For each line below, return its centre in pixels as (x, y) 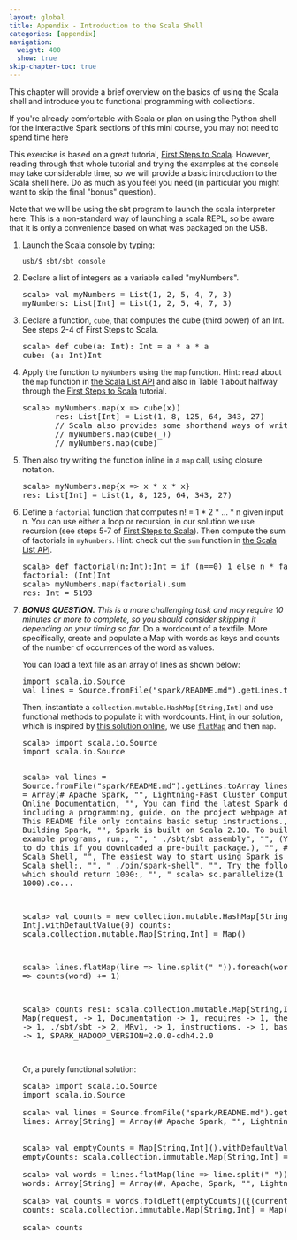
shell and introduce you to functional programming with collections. (132, 101)
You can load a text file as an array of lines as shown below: (131, 664)
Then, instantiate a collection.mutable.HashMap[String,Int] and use (148, 707)
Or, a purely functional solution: (79, 1069)
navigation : (31, 42)
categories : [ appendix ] (53, 34)
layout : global (37, 17)
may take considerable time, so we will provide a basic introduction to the (143, 172)
